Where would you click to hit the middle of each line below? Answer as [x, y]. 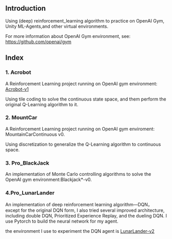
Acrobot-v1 [17, 89]
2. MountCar [21, 117]
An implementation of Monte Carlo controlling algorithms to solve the [78, 174]
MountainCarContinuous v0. [35, 134]
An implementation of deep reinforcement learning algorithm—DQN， [79, 205]
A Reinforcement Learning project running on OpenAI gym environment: [81, 84]
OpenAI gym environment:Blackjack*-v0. [49, 180]
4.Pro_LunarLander [30, 193]
